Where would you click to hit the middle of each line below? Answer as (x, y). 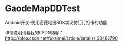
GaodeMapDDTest (42, 8)
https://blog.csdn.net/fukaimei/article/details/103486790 (61, 38)
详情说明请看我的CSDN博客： (34, 32)
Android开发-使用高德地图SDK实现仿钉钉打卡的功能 (56, 22)
